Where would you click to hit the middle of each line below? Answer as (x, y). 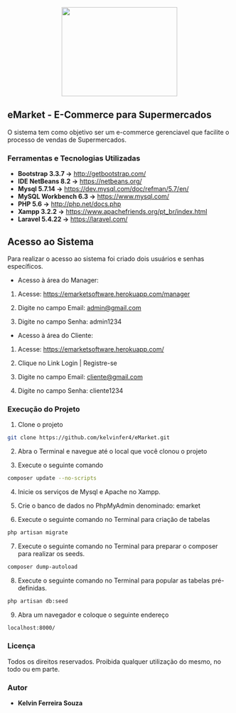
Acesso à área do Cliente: (55, 335)
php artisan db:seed (38, 601)
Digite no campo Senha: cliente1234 (70, 390)
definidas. (32, 588)
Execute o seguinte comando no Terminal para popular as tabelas (114, 580)
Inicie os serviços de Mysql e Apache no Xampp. (89, 491)
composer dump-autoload (43, 567)
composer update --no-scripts (52, 478)
